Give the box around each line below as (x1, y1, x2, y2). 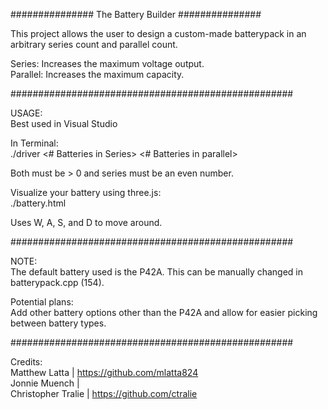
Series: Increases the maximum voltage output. (10, 58, 205, 69)
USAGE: (10, 107, 43, 119)
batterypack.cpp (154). (10, 277, 105, 288)
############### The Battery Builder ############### (10, 9, 262, 20)
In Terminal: (10, 137, 59, 149)
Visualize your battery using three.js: (10, 187, 162, 198)
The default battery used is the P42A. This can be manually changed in (10, 266, 304, 278)
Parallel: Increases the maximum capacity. (10, 69, 185, 80)
